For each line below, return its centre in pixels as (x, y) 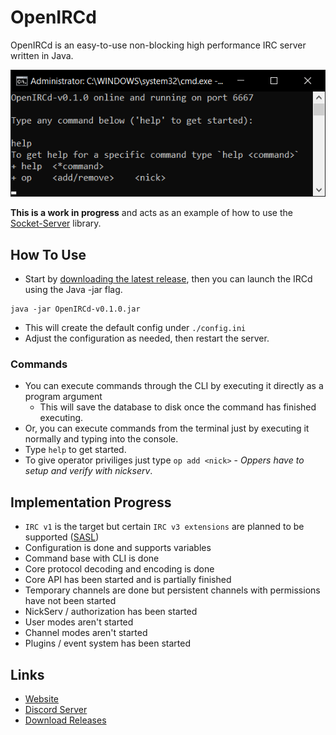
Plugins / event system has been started (107, 643)
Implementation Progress (91, 502)
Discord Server (56, 710)
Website (42, 699)
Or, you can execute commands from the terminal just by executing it (167, 428)
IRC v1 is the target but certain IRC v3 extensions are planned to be (164, 527)
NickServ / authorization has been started (111, 612)
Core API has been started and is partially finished (128, 580)
